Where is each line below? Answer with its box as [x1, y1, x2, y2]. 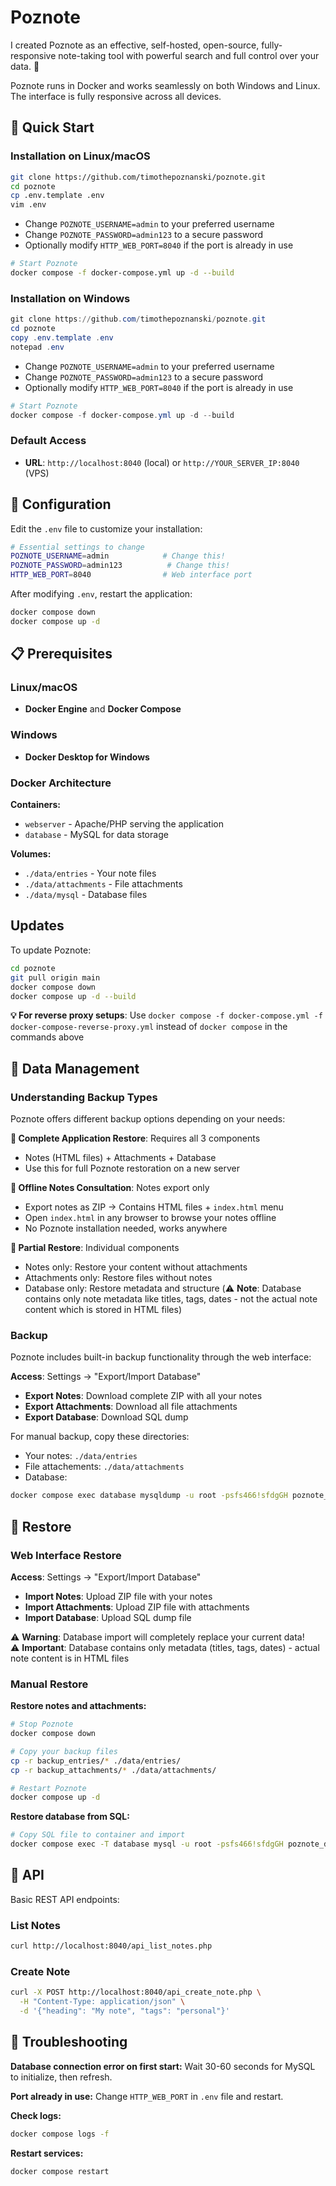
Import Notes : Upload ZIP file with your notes [24, 1590, 213, 1602]
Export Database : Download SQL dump [24, 1411, 189, 1423]
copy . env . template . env [10, 332, 114, 343]
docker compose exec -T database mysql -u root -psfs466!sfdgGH [10, 1839, 284, 1850]
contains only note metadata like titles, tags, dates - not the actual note [24, 1293, 318, 1305]
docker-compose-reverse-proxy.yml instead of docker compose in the [10, 1021, 288, 1033]
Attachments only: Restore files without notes [24, 1272, 213, 1284]
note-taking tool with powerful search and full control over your [58, 49, 320, 61]
